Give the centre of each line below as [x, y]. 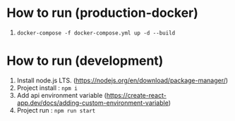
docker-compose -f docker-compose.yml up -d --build [96, 33]
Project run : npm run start [56, 110]
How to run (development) [85, 61]
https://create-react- [136, 95]
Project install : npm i [47, 88]
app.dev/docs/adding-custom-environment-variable [92, 103]
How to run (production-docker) [103, 13]
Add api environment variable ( [62, 95]
